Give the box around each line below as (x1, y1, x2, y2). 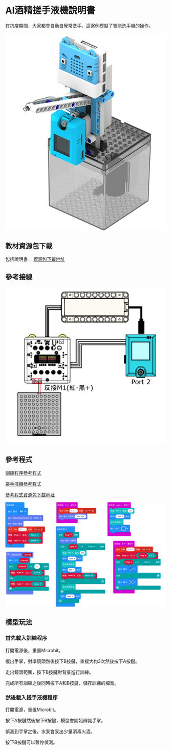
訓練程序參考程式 (5, 470, 41, 476)
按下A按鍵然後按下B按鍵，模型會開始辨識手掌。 (5, 718, 106, 723)
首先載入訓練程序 (5, 635, 48, 642)
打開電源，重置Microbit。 (5, 706, 59, 713)
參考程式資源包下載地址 (5, 491, 55, 497)
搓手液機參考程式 (5, 481, 41, 487)
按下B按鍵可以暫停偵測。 (5, 739, 58, 745)
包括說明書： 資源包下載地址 (5, 256, 65, 262)
